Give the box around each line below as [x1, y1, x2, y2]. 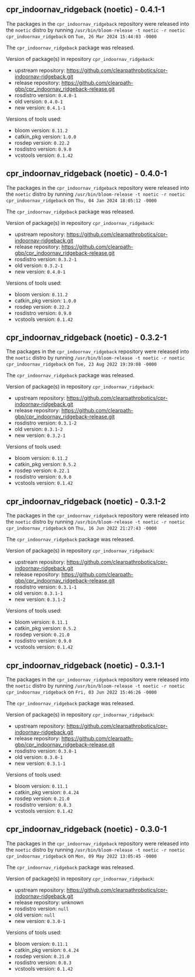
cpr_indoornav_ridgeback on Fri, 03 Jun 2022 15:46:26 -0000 [6, 688, 157, 696]
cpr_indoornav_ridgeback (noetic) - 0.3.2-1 [6, 333, 167, 343]
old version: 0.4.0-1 [14, 98, 63, 105]
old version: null [14, 911, 56, 918]
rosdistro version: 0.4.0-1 [14, 91, 77, 98]
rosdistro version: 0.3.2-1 [14, 255, 77, 262]
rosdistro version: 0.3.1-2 [14, 419, 77, 426]
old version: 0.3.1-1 [14, 590, 63, 597]
